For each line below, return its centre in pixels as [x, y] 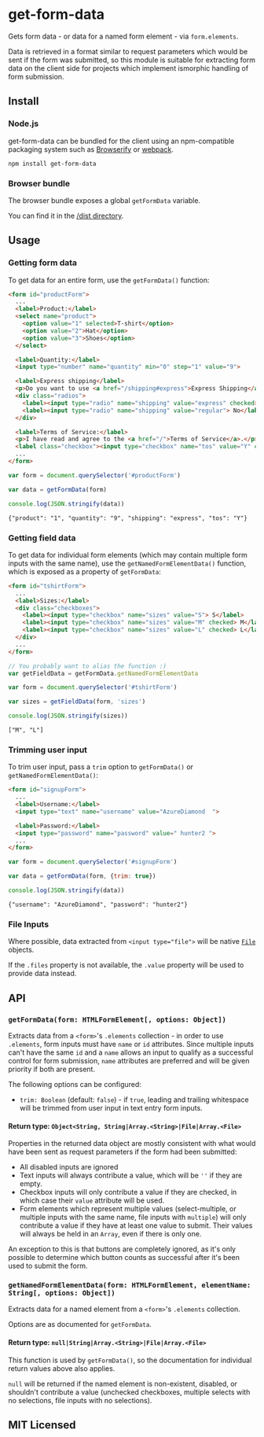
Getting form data [42, 263]
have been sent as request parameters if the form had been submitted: [123, 1152]
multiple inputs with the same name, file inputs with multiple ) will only [133, 1218]
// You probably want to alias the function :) [88, 666]
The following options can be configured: [75, 1084]
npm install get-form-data [52, 164]
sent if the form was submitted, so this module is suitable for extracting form [132, 60]
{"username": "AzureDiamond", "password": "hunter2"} [98, 905]
